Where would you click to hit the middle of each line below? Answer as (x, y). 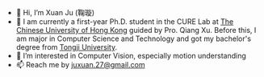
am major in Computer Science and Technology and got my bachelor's (134, 38)
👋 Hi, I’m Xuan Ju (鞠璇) (55, 12)
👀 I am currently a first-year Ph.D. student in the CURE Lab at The (125, 22)
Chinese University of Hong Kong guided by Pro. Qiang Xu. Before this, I (136, 30)
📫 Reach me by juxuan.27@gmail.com (80, 65)
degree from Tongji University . (67, 47)
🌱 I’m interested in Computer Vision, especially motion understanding (131, 56)
